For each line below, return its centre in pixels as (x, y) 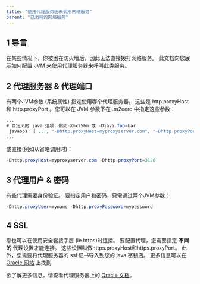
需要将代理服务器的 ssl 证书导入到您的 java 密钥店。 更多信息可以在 (104, 255)
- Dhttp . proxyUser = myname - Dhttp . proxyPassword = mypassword (79, 207)
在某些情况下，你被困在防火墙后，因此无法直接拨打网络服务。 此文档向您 (96, 58)
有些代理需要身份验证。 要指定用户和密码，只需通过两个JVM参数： (88, 195)
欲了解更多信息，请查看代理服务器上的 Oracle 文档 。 (71, 275)
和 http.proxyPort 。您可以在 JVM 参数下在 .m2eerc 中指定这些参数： (91, 109)
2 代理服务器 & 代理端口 (49, 86)
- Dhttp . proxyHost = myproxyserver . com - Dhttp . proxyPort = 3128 (81, 160)
